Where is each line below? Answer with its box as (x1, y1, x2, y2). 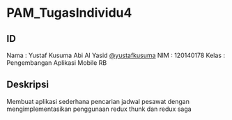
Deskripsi (6, 79, 49, 91)
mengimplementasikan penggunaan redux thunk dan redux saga (6, 105, 192, 113)
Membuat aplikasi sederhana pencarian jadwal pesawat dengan (6, 97, 190, 105)
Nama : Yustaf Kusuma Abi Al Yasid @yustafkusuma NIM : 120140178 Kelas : (6, 51, 226, 59)
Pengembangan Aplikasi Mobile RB (6, 59, 107, 67)
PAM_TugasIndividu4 (6, 5, 132, 21)
